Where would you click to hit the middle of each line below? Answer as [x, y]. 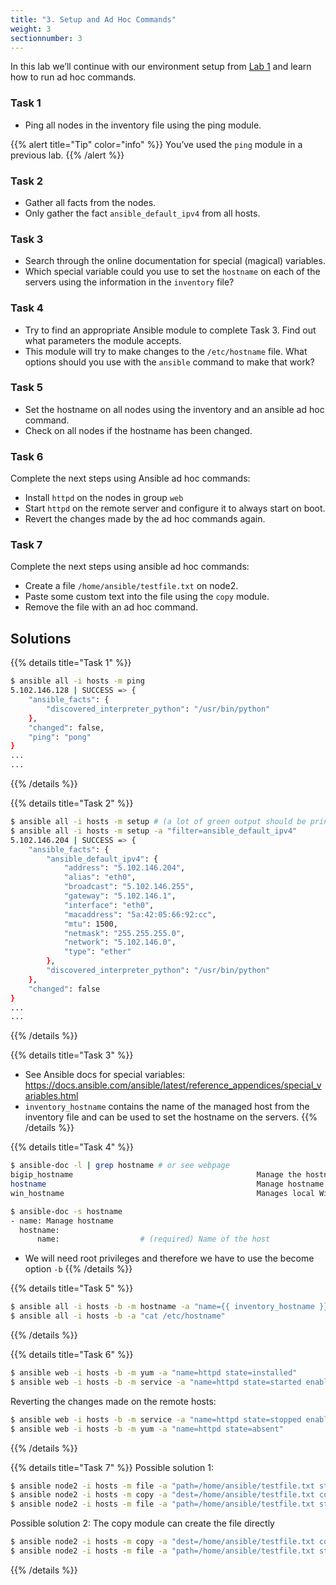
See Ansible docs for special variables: [105, 1075]
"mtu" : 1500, [90, 924]
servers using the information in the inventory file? [129, 282]
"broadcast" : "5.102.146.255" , [129, 887]
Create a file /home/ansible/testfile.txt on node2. [131, 586]
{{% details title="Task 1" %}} [71, 663]
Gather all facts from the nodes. [90, 202]
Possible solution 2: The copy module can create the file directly [142, 1523]
